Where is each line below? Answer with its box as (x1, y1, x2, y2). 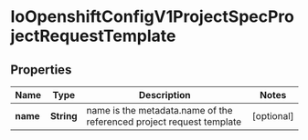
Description (138, 89, 191, 101)
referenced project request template (86, 115, 242, 128)
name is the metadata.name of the (86, 105, 233, 116)
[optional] (251, 110, 294, 122)
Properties (10, 62, 72, 77)
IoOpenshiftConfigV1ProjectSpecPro (10, 6, 295, 27)
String (49, 110, 78, 122)
